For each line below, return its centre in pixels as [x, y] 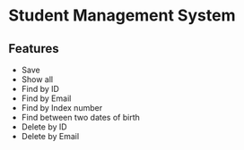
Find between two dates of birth [81, 117]
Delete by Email [50, 136]
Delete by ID [44, 127]
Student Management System [122, 16]
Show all [37, 79]
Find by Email [46, 98]
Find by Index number [62, 108]
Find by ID [40, 89]
